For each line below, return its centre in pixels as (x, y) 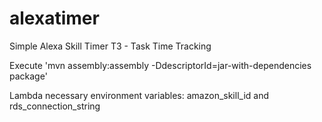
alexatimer (54, 18)
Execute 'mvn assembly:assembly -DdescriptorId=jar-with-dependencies (160, 65)
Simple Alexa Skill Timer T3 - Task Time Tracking (110, 46)
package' (28, 76)
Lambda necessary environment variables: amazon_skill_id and (139, 95)
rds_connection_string (55, 106)
